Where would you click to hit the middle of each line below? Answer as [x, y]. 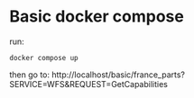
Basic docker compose [97, 17]
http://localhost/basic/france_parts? [118, 75]
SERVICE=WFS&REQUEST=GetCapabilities [89, 84]
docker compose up [44, 58]
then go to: [30, 75]
